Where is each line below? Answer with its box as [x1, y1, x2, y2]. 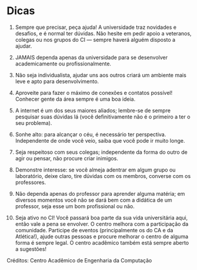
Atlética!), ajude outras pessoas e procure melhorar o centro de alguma [15, 233, 189, 240]
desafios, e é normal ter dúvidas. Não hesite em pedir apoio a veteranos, [15, 29, 192, 37]
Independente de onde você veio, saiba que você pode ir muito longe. [15, 137, 185, 144]
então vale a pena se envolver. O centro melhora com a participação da [15, 220, 189, 228]
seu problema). [15, 119, 52, 126]
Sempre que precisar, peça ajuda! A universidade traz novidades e [15, 24, 177, 31]
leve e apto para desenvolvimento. [15, 78, 99, 85]
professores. [15, 179, 46, 186]
